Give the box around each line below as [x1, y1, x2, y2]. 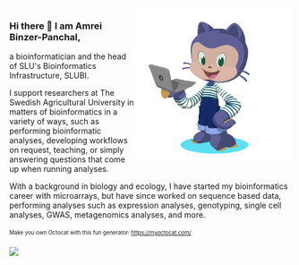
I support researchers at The [9, 88, 115, 98]
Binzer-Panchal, [9, 30, 81, 43]
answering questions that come [9, 154, 125, 165]
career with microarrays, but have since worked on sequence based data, [9, 191, 282, 201]
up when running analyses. [9, 164, 109, 175]
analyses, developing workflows [9, 135, 128, 146]
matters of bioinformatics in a [9, 107, 118, 117]
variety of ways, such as [9, 116, 100, 127]
